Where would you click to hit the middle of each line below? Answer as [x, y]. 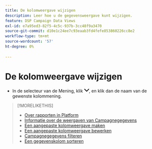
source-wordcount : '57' [29, 42]
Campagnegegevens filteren [53, 136]
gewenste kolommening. [37, 96]
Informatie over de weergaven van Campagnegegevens [81, 120]
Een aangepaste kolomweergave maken [65, 125]
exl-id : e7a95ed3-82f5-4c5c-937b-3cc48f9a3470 [53, 26]
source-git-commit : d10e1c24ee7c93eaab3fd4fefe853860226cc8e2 [70, 31]
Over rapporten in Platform [51, 115]
